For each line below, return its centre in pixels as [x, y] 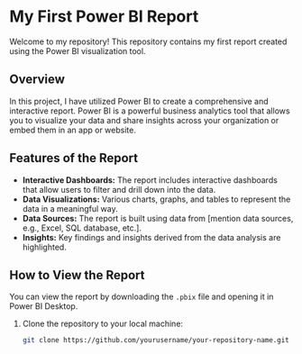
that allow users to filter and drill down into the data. [119, 189]
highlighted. [45, 247]
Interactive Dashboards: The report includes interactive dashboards [150, 180]
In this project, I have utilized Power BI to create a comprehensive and [139, 101]
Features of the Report [73, 158]
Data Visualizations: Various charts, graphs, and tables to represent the [156, 199]
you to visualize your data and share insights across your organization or [144, 120]
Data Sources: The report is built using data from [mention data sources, [158, 218]
